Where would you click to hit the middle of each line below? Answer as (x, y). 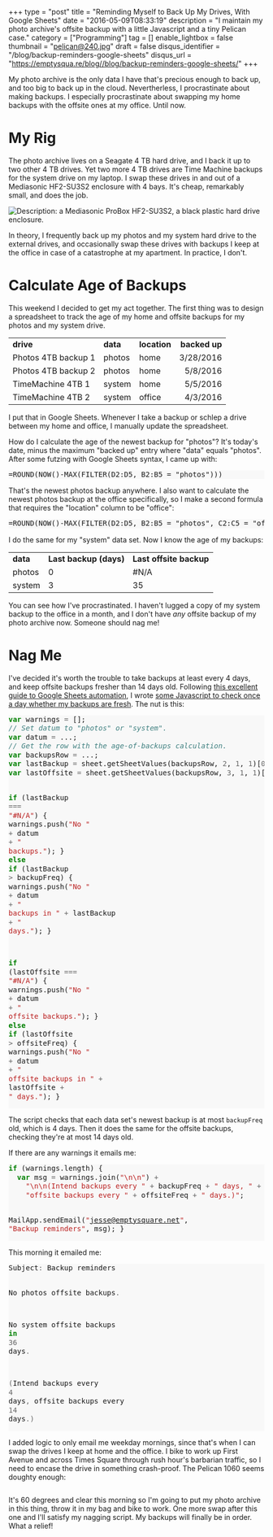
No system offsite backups (62, 1324)
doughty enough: (37, 1477)
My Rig (32, 138)
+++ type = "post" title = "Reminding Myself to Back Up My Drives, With (129, 12)
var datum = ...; (43, 737)
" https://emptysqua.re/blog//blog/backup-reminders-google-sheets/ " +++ (133, 63)
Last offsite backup (171, 559)
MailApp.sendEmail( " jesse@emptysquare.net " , (99, 1220)
